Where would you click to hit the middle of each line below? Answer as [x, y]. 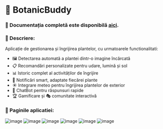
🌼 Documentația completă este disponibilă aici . [62, 25]
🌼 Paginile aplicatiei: [30, 111]
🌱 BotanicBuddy [38, 10]
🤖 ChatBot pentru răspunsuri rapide [48, 91]
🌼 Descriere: [20, 38]
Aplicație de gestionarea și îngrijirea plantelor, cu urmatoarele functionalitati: [82, 49]
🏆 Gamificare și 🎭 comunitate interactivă [54, 96]
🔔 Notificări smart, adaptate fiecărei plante [55, 80]
